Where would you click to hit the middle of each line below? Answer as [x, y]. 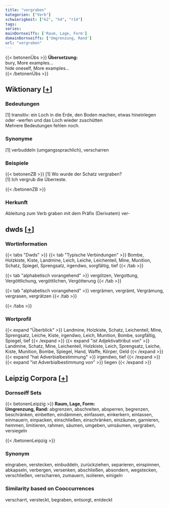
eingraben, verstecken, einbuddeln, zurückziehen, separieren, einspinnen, [83, 465]
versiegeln [16, 431]
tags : [11, 24]
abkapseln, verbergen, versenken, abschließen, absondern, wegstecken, [81, 470]
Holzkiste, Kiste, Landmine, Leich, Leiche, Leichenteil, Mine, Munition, [78, 260]
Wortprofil [18, 319]
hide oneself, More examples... [37, 68]
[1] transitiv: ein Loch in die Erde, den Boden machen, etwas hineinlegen [81, 115]
